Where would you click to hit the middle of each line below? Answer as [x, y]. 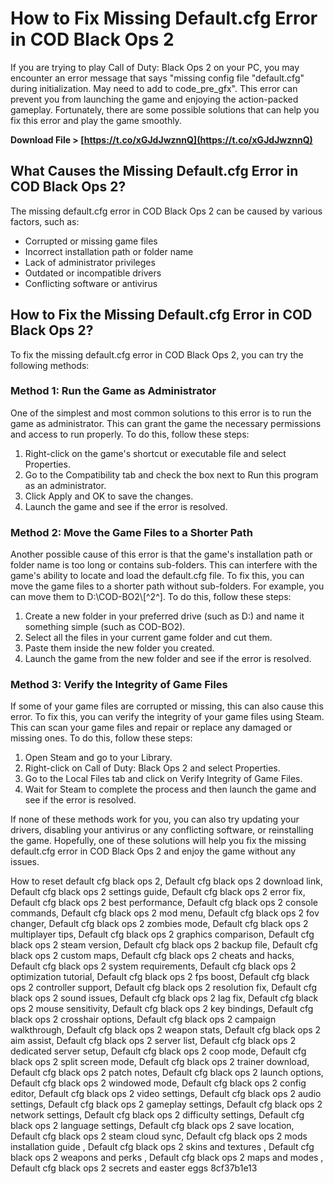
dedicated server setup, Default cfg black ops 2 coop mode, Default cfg [158, 1051]
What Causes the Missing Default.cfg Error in [154, 171]
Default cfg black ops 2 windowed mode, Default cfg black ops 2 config [158, 1083]
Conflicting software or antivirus [91, 283]
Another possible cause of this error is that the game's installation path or [161, 554]
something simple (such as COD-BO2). [105, 627]
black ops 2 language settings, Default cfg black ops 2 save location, [152, 1126]
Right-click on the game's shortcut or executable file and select [155, 453]
